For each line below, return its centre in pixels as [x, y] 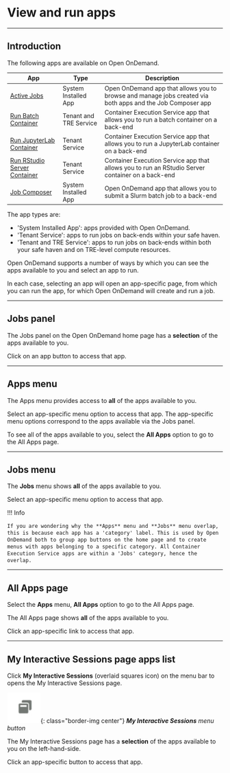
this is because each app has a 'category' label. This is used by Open [113, 533]
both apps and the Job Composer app [158, 103]
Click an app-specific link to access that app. [71, 631]
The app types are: [34, 215]
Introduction [34, 46]
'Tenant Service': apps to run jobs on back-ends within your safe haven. [118, 235]
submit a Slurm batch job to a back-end [161, 196]
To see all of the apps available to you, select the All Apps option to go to [111, 435]
